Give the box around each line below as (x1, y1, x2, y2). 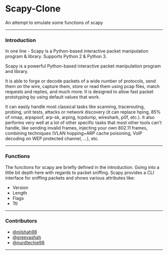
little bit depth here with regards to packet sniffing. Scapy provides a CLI (5, 169, 154, 175)
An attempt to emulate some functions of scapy (5, 19, 103, 25)
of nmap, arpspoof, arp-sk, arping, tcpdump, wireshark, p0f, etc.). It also (5, 114, 155, 120)
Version (12, 184, 28, 190)
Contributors (5, 217, 37, 224)
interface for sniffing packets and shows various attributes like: (5, 174, 135, 180)
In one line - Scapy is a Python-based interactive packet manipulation (5, 48, 148, 54)
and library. (5, 68, 28, 74)
